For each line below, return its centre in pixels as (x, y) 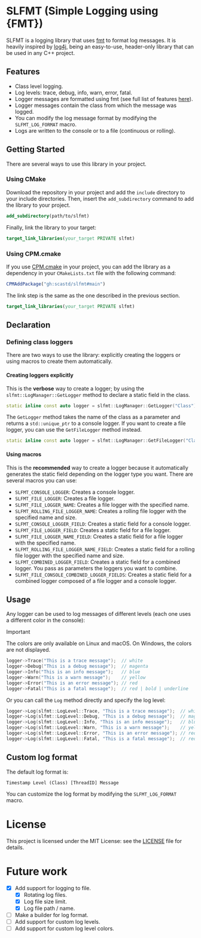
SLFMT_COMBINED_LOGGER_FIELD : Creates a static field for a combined (98, 562)
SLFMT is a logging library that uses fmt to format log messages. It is (91, 40)
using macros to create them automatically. (59, 361)
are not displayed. (28, 650)
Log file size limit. (45, 902)
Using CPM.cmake (34, 253)
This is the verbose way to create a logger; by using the (75, 388)
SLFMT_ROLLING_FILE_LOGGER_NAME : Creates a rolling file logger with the (100, 511)
